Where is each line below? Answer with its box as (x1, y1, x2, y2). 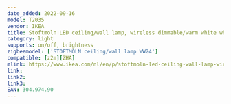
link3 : (7, 80, 26, 87)
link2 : (7, 73, 26, 81)
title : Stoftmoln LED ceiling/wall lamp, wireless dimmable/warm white (7, 29, 217, 36)
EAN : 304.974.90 (7, 86, 54, 93)
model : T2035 (7, 16, 45, 23)
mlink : (7, 61, 26, 68)
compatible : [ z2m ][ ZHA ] (7, 55, 76, 62)
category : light (7, 36, 54, 42)
